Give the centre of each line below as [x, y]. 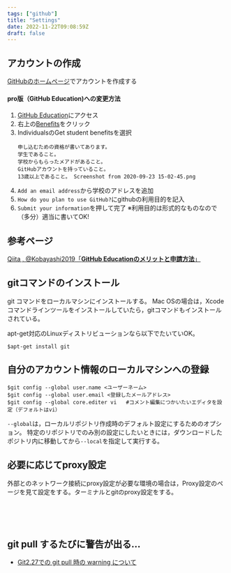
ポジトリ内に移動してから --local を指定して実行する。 [85, 441]
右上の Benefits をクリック [54, 124]
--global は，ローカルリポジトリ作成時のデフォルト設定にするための [105, 423]
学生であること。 [38, 155]
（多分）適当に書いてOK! [53, 217]
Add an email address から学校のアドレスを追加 [85, 191]
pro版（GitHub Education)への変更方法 [64, 98]
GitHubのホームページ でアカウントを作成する [72, 82]
